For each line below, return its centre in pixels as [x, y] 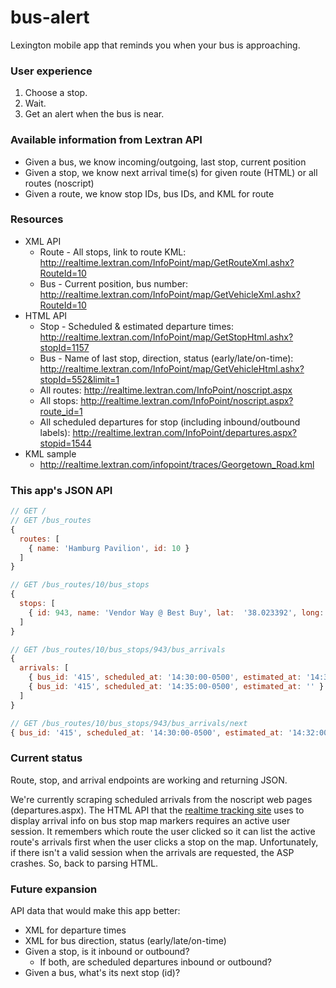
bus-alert [50, 17]
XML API [43, 241]
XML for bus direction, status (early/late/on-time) [125, 940]
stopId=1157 [64, 347]
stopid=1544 [65, 443]
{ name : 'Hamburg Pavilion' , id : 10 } [109, 548]
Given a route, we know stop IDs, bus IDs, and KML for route [149, 193]
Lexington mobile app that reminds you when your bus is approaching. [155, 45]
